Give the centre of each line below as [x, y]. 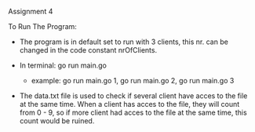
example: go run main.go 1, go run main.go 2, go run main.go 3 [133, 81]
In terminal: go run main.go [63, 65]
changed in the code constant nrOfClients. [88, 50]
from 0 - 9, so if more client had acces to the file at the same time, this [133, 112]
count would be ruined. [57, 121]
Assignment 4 [31, 11]
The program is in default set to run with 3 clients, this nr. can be [124, 42]
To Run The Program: [42, 26]
